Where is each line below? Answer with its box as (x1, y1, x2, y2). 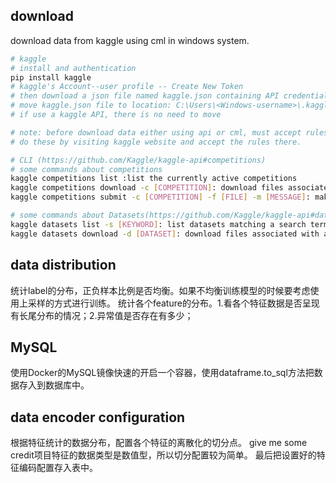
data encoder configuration (10, 409, 186, 426)
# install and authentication (10, 63, 137, 73)
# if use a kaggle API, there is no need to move (10, 110, 222, 120)
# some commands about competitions (10, 164, 163, 174)
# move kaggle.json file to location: (10, 100, 172, 111)
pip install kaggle (10, 72, 92, 83)
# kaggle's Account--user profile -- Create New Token (10, 82, 244, 92)
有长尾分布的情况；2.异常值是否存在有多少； (10, 309, 194, 321)
